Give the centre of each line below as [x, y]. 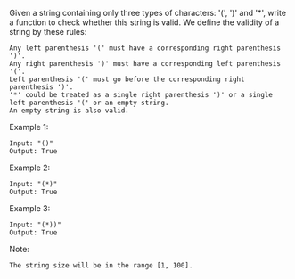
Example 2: [30, 168]
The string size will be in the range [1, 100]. [101, 266]
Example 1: [29, 127]
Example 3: [30, 208]
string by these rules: [48, 32]
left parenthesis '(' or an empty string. [89, 103]
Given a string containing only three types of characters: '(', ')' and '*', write [148, 13]
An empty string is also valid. [69, 111]
